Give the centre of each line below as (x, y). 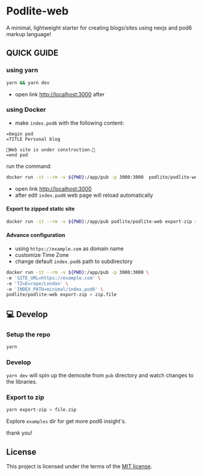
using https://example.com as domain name (69, 249)
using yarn (22, 70)
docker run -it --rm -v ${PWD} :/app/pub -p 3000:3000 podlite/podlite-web (103, 177)
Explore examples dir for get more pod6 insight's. (66, 421)
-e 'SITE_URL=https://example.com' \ (54, 278)
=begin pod (20, 134)
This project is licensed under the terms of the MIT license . (79, 466)
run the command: (29, 166)
